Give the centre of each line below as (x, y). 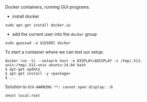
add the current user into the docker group (55, 34)
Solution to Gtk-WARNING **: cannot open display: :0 (59, 87)
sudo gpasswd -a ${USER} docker (38, 43)
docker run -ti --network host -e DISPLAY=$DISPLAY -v (62, 61)
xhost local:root (23, 96)
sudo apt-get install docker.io (38, 25)
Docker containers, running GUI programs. (48, 7)
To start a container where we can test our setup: (55, 52)
